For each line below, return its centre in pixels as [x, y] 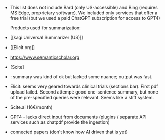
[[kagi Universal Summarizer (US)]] [47, 38]
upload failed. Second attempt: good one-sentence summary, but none [84, 92]
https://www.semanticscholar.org [45, 57]
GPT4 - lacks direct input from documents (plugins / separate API [78, 117]
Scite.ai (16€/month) [31, 107]
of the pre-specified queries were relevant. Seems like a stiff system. [82, 97]
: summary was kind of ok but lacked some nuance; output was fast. [81, 77]
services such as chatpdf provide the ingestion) [60, 122]
